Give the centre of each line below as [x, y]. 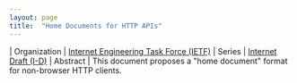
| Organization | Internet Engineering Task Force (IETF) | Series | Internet [143, 51]
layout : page [34, 17]
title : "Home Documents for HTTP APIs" [86, 26]
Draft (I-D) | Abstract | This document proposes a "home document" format [148, 61]
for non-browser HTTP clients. [66, 70]
